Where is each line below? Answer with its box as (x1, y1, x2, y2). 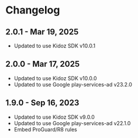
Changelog (5, 4, 60, 17)
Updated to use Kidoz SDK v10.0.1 (13, 42, 96, 49)
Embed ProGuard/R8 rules (13, 126, 77, 133)
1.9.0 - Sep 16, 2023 (5, 98, 80, 108)
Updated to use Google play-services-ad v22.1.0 (13, 119, 131, 126)
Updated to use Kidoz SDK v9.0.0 (13, 113, 95, 120)
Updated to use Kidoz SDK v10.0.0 (13, 74, 97, 82)
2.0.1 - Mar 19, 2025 (5, 27, 79, 37)
